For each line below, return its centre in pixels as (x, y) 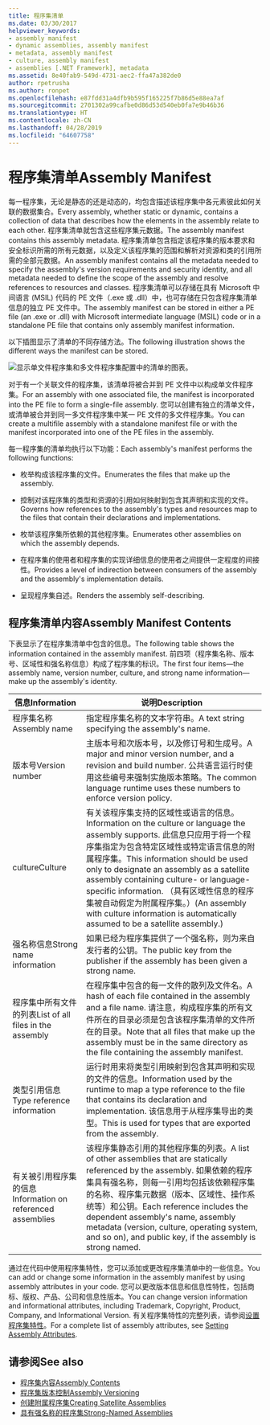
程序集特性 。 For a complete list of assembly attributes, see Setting (119, 1325)
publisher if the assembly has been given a (166, 961)
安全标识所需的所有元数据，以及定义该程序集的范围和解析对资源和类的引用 (131, 250)
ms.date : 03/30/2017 (43, 23)
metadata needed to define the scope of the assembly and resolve (119, 277)
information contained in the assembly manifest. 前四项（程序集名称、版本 (131, 654)
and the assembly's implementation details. (92, 579)
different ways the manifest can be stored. (78, 350)
